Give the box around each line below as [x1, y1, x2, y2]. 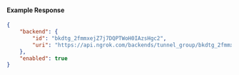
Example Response [6, 6, 65, 14]
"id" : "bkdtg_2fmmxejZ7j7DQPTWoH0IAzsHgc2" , [32, 34, 167, 42]
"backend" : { [19, 29, 59, 36]
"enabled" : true [19, 54, 68, 62]
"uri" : [32, 41, 52, 49]
